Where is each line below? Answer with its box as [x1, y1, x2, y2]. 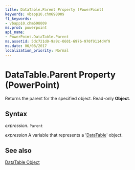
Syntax [5, 109, 27, 118]
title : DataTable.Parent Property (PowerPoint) [5, 7, 104, 12]
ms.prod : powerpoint [5, 25, 47, 30]
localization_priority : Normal [5, 48, 69, 53]
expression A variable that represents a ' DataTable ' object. [5, 132, 123, 138]
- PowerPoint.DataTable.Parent [5, 35, 69, 40]
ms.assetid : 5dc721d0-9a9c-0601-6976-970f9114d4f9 [5, 39, 111, 44]
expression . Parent [5, 123, 43, 128]
